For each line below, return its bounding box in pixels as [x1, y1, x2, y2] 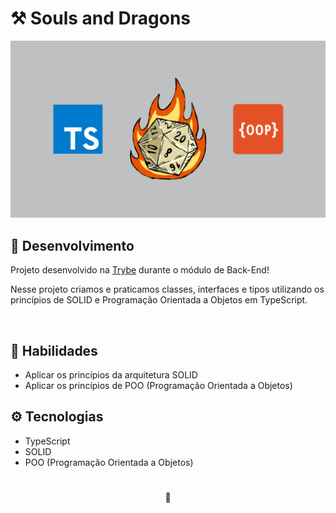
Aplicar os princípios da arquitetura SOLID [24, 369, 198, 381]
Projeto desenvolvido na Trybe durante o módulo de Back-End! [10, 264, 270, 276]
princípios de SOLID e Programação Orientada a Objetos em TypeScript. [10, 294, 308, 306]
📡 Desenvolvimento [10, 237, 135, 254]
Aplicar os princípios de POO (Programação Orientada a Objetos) [24, 380, 293, 392]
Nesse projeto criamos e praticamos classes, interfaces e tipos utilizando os [10, 283, 325, 296]
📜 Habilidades [10, 342, 98, 359]
